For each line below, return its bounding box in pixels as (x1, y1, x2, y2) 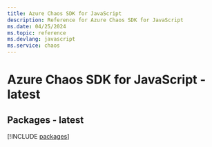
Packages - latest (7, 114, 84, 126)
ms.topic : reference (7, 29, 67, 37)
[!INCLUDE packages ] (7, 133, 70, 140)
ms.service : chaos (7, 42, 60, 49)
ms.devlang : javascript (7, 36, 76, 43)
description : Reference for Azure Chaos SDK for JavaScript (7, 17, 184, 23)
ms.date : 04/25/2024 (7, 23, 67, 30)
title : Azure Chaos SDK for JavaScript (7, 10, 122, 17)
